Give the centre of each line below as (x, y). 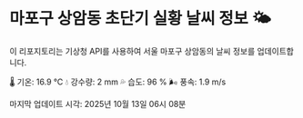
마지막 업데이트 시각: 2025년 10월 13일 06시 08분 (98, 103)
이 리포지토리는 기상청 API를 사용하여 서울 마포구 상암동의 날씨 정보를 (132, 51)
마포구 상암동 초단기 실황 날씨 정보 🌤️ (140, 19)
